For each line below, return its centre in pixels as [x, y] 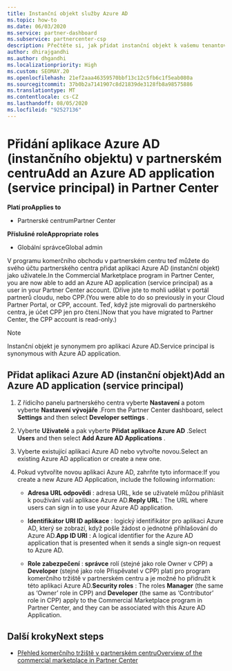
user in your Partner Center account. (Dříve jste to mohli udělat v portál [108, 290]
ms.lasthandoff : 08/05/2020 [48, 104]
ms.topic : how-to [32, 20]
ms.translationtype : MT [41, 90]
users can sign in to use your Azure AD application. [100, 507]
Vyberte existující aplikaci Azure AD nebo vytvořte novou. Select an [113, 451]
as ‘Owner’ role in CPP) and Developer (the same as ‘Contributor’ [120, 593]
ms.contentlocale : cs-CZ [43, 97]
